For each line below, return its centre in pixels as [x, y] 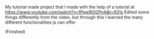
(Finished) [15, 32]
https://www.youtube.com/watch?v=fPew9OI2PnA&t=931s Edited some [77, 12]
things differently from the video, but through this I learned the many [74, 17]
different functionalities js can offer [40, 22]
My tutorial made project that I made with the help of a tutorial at [70, 7]
